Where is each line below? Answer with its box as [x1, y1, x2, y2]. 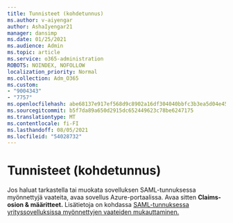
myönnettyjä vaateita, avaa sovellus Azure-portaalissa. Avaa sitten [7, 193, 196, 201]
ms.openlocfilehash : [7, 101, 67, 108]
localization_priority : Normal [7, 68, 98, 75]
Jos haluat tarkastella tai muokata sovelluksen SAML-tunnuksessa [7, 185, 196, 195]
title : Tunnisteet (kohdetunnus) [7, 10, 104, 17]
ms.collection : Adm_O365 [7, 74, 79, 82]
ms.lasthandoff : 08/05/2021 [7, 126, 89, 133]
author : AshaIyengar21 [7, 23, 73, 30]
